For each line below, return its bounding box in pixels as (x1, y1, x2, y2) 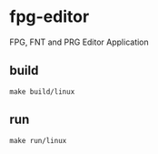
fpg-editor (9, 6, 90, 27)
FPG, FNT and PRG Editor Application (9, 36, 150, 47)
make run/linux (9, 136, 67, 145)
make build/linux (9, 87, 75, 97)
